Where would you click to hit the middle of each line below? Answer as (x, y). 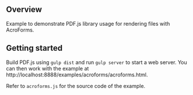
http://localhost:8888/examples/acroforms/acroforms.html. (77, 75)
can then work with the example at (48, 68)
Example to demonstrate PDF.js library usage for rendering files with (88, 23)
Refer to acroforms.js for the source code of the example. (76, 86)
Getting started (34, 48)
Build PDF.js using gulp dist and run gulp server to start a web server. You (97, 62)
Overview (24, 10)
